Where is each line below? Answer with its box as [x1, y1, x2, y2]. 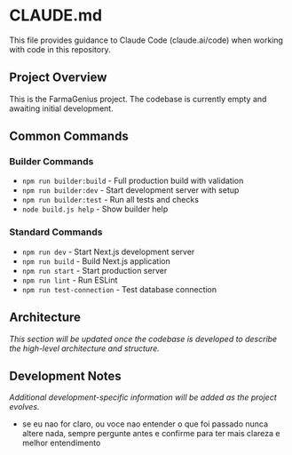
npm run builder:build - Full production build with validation [21, 175, 244, 187]
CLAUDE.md [9, 5, 103, 26]
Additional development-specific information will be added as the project [9, 392, 277, 403]
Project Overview [9, 70, 107, 85]
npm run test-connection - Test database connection [21, 283, 217, 294]
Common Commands [9, 129, 129, 144]
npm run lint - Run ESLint [21, 275, 118, 285]
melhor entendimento [21, 437, 101, 449]
